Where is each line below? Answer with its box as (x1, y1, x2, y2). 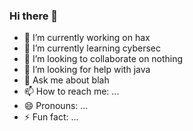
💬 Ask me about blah (23, 74, 110, 86)
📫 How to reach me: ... (23, 85, 120, 98)
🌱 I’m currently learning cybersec (23, 42, 162, 54)
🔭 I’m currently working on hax (23, 32, 151, 44)
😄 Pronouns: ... (23, 100, 89, 112)
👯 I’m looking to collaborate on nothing (23, 53, 184, 65)
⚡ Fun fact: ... (23, 111, 79, 123)
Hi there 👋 (9, 9, 59, 23)
